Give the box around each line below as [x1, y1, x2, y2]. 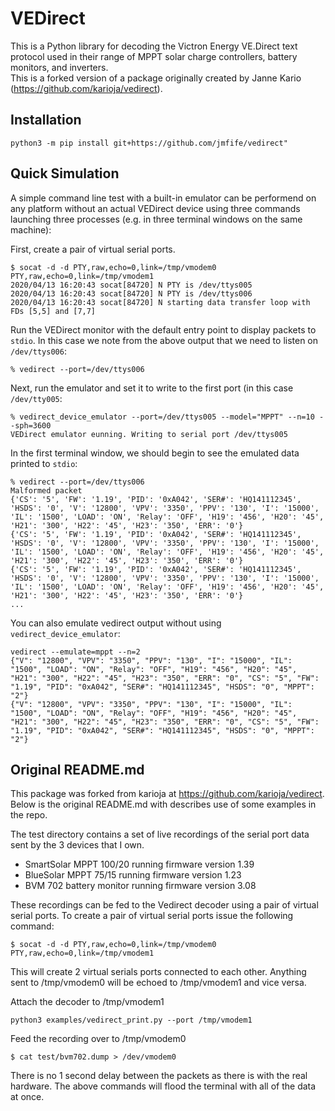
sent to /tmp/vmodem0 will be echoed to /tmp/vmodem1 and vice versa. [10, 977, 307, 989]
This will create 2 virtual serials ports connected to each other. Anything [10, 966, 307, 978]
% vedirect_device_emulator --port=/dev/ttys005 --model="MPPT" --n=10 [10, 412, 315, 422]
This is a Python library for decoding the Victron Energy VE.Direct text [10, 40, 298, 52]
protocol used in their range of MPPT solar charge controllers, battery [10, 50, 298, 62]
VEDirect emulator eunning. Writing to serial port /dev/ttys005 [10, 429, 288, 439]
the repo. [10, 809, 48, 821]
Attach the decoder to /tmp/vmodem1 [10, 996, 165, 1008]
